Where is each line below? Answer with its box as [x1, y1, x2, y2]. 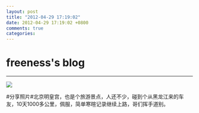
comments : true [6, 25, 44, 31]
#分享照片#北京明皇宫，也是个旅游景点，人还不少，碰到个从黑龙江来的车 [6, 93, 184, 101]
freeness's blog [6, 56, 85, 70]
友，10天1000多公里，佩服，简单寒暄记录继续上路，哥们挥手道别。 [6, 101, 169, 108]
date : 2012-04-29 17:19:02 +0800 [6, 20, 89, 25]
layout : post [6, 8, 38, 15]
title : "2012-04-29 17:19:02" [6, 14, 81, 20]
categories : [6, 31, 36, 37]
